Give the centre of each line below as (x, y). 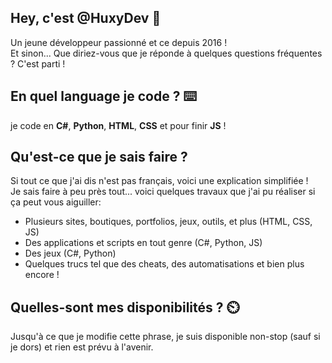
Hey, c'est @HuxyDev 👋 (86, 18)
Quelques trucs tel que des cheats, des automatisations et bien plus (164, 264)
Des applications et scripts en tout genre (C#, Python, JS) (143, 243)
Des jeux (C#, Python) (70, 253)
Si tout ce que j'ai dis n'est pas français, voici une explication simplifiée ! (159, 181)
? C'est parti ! (38, 63)
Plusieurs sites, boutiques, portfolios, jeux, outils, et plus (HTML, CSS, (168, 222)
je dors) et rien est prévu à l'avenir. (82, 347)
